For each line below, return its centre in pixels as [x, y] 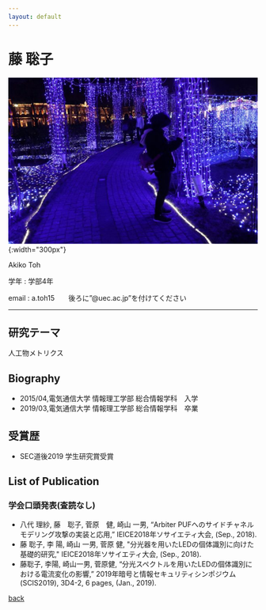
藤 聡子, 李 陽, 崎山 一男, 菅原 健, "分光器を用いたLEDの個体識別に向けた [137, 544]
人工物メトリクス [36, 353]
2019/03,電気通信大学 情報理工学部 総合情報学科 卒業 [109, 408]
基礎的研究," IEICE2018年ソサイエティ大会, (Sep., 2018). [110, 554]
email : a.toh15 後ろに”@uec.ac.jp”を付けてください [98, 297]
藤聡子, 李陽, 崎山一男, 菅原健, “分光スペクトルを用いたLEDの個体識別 [133, 564]
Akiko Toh [25, 264]
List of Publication [54, 481]
